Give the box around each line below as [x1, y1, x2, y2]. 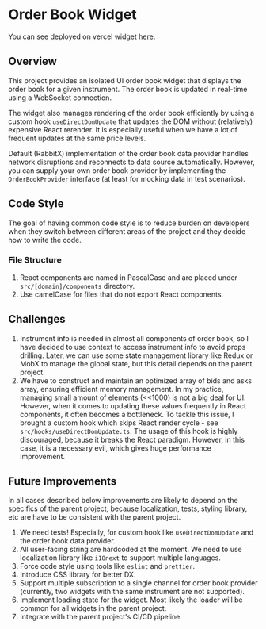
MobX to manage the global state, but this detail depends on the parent [19, 359, 253, 368]
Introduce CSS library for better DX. [19, 570, 136, 580]
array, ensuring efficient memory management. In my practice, [19, 384, 224, 393]
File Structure [8, 255, 62, 266]
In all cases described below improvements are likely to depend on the [8, 496, 239, 505]
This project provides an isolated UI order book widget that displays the [8, 75, 241, 85]
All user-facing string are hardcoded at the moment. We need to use [19, 545, 243, 554]
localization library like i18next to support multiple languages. [19, 553, 222, 562]
